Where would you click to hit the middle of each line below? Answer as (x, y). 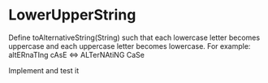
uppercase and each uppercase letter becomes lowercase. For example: (130, 46)
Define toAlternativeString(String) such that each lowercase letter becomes (134, 37)
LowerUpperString (72, 15)
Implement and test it (44, 70)
